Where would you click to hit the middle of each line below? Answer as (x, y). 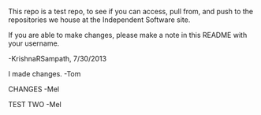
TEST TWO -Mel (35, 104)
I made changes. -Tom (45, 74)
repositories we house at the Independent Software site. (99, 20)
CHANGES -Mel (34, 89)
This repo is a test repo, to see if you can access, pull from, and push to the (131, 11)
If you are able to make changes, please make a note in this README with (128, 35)
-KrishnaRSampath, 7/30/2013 (58, 59)
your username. (34, 43)
